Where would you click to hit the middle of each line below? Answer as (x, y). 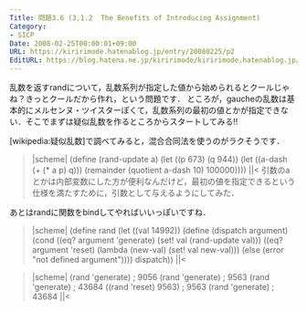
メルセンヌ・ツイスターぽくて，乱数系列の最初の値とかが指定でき (157, 110)
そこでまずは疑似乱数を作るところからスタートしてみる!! (132, 121)
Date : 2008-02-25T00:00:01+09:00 (73, 43)
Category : (28, 26)
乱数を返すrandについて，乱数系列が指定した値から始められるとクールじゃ (150, 87)
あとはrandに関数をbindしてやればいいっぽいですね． (110, 212)
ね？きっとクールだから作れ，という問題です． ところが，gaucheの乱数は (148, 98)
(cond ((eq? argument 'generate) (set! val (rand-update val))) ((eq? (157, 240)
